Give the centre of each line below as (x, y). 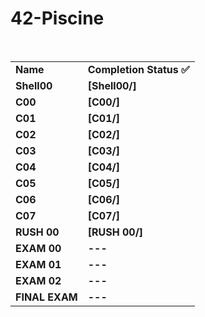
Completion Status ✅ (138, 69)
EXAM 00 (38, 248)
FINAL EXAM (46, 297)
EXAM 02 (38, 280)
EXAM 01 (38, 264)
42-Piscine (57, 18)
